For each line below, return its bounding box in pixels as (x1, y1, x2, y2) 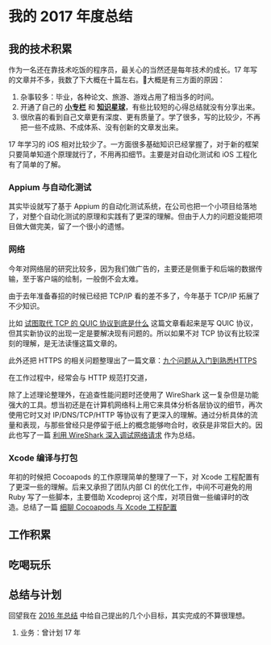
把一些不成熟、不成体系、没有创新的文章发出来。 (19, 123, 183, 131)
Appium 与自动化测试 (8, 181, 92, 193)
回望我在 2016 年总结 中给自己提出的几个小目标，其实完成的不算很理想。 (8, 610, 250, 621)
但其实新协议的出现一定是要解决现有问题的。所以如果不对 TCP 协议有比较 (8, 328, 252, 338)
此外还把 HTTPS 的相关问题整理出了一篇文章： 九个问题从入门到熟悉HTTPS (8, 356, 257, 365)
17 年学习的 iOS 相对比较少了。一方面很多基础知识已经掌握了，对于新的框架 (8, 139, 260, 149)
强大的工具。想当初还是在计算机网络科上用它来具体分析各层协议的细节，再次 (8, 400, 263, 410)
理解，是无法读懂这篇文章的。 (22, 338, 122, 347)
